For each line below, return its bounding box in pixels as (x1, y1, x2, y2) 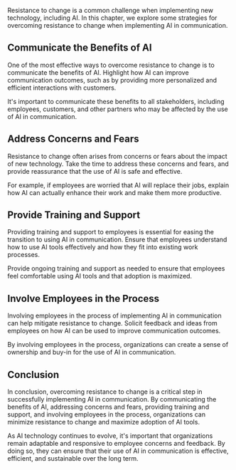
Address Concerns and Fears (7, 133, 139, 145)
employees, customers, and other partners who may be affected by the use (7, 105, 229, 113)
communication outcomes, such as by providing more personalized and (7, 75, 218, 84)
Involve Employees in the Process (7, 292, 160, 305)
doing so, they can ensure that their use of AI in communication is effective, (7, 446, 229, 455)
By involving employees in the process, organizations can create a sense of (7, 340, 229, 349)
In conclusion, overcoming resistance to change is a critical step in (7, 387, 203, 396)
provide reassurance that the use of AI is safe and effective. (7, 167, 183, 175)
